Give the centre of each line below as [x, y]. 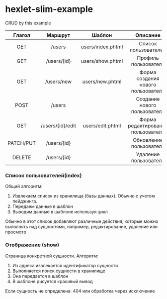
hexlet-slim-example [49, 9]
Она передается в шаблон [40, 276]
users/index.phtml [102, 47]
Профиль [148, 58]
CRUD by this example [28, 23]
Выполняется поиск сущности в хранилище [59, 271]
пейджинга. [25, 201]
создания [148, 78]
